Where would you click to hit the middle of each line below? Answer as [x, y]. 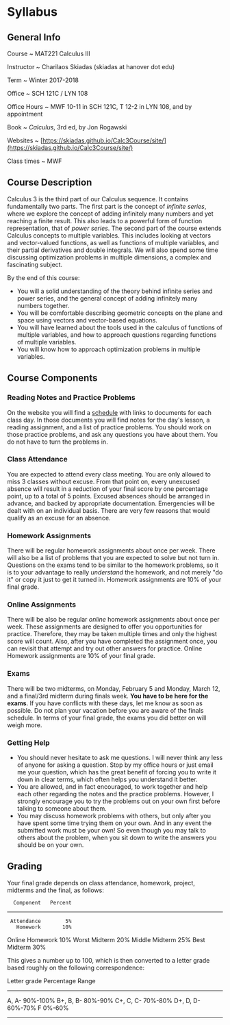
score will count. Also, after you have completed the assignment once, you [112, 642]
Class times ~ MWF [35, 161]
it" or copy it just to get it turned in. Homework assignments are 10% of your [114, 580]
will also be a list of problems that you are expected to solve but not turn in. [113, 558]
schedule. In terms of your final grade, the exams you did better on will [107, 718]
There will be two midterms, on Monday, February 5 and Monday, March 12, [114, 688]
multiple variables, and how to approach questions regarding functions [117, 334]
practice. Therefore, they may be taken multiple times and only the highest [112, 634]
